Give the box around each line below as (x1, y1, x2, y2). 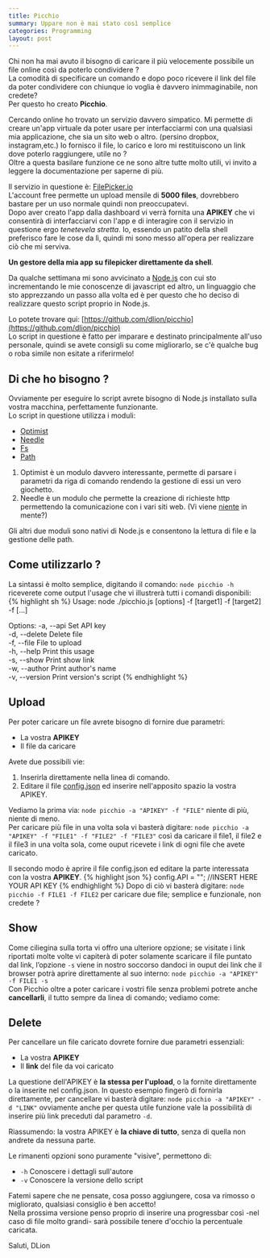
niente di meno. (8, 814, 60, 823)
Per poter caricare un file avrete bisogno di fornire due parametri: (8, 717, 226, 727)
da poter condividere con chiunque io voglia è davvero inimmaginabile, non (8, 82, 258, 92)
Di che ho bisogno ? (8, 372, 110, 385)
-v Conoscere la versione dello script (19, 1175, 143, 1185)
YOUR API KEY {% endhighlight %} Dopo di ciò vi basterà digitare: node (8, 881, 244, 890)
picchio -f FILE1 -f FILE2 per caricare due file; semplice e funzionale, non (8, 889, 262, 899)
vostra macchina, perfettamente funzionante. (8, 402, 159, 412)
